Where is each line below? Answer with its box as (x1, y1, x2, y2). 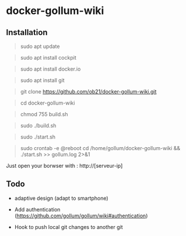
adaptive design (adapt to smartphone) (14, 195, 109, 202)
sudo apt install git (20, 77, 65, 84)
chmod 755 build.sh (20, 111, 68, 117)
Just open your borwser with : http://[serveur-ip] (6, 162, 123, 169)
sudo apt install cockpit (20, 54, 77, 61)
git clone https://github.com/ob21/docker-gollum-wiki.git (20, 88, 157, 95)
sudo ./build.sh (20, 122, 57, 129)
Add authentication (14, 206, 61, 213)
